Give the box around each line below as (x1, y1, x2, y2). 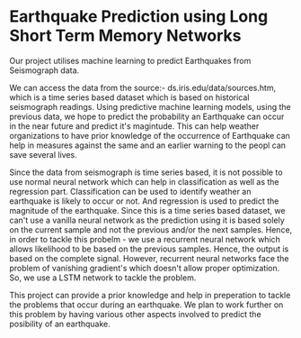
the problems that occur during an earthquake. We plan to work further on (9, 299, 284, 310)
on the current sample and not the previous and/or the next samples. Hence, (9, 224, 293, 235)
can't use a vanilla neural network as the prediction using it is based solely (9, 215, 285, 225)
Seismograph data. (9, 65, 80, 76)
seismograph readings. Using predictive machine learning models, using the (9, 101, 291, 112)
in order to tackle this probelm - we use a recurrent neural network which (9, 233, 281, 244)
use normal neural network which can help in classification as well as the (9, 176, 280, 187)
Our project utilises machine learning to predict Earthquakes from (9, 55, 252, 66)
